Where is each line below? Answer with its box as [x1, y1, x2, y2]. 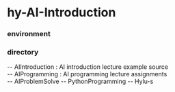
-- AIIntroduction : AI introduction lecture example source [7, 63, 169, 71]
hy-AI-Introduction [7, 5, 116, 20]
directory [7, 48, 39, 57]
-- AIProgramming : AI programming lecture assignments [7, 70, 167, 78]
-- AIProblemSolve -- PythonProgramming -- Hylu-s [7, 77, 154, 86]
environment [7, 29, 51, 39]
